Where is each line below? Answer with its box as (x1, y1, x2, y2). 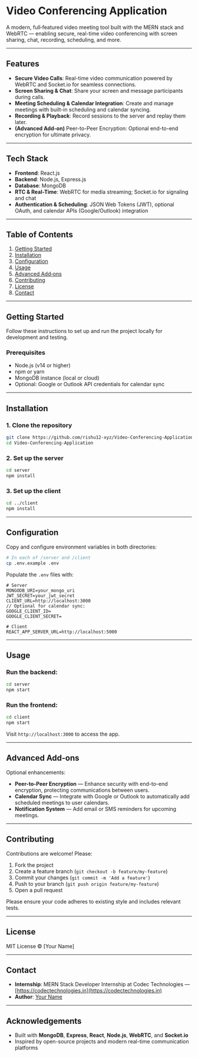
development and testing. (6, 334, 68, 341)
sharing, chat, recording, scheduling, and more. (6, 36, 122, 43)
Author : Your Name (14, 993, 63, 1000)
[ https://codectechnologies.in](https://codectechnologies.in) (14, 987, 162, 994)
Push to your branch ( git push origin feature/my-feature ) (14, 880, 159, 887)
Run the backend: (6, 668, 58, 676)
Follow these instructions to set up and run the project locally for (6, 328, 163, 335)
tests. (6, 904, 19, 911)
